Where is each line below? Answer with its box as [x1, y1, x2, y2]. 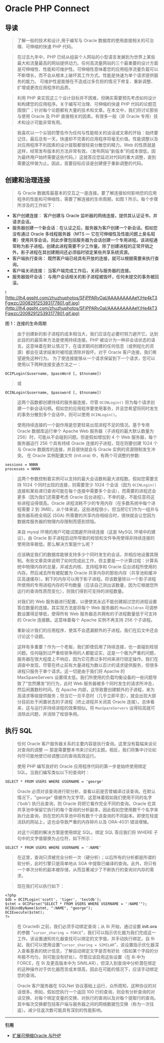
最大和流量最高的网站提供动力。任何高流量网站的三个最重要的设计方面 [17, 60, 159, 66]
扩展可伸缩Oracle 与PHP [12, 1032, 61, 1038]
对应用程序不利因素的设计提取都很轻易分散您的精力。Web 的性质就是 [17, 142, 156, 148]
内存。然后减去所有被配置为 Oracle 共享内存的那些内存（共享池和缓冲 [17, 570, 157, 576]
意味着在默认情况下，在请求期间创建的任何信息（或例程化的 [30, 343, 150, 349]
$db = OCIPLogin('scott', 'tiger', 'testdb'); [5, 897, 102, 902]
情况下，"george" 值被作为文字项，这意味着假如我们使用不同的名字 [17, 794, 152, 800]
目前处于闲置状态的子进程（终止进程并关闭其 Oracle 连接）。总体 [21, 699, 151, 705]
